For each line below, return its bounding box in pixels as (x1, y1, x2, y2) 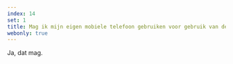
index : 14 (7, 10, 36, 17)
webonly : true (7, 29, 49, 37)
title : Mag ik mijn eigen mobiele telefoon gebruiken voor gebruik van (7, 23, 218, 30)
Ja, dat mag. (7, 49, 43, 57)
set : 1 (7, 17, 26, 24)
